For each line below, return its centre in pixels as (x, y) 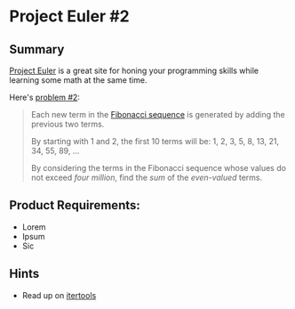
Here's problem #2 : (44, 97)
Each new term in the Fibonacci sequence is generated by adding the (158, 114)
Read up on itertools (59, 295)
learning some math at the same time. (78, 80)
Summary (37, 49)
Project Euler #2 (70, 16)
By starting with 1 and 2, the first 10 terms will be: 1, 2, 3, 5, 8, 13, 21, (155, 141)
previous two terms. (68, 124)
